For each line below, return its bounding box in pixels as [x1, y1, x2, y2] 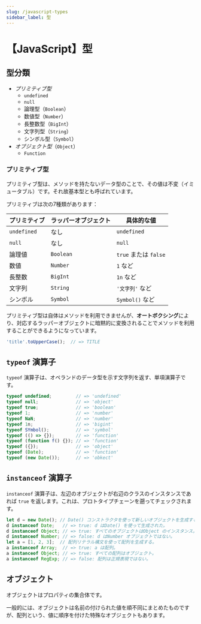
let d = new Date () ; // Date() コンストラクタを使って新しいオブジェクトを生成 [6, 517, 189, 523]
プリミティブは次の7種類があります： [6, 200, 99, 208]
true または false [116, 250, 166, 259]
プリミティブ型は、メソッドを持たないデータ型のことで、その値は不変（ [6, 180, 184, 187]
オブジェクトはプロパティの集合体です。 [6, 591, 105, 598]
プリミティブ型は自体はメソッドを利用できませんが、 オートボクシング [6, 311, 179, 319]
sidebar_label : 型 [6, 14, 51, 20]
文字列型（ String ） [23, 127, 72, 135]
